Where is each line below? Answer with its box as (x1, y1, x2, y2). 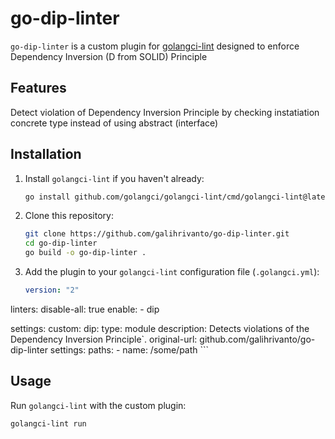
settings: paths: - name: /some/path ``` (49, 343, 210, 356)
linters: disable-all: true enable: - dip (10, 303, 160, 315)
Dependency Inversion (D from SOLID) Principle (10, 50, 208, 62)
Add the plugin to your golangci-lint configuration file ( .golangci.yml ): (24, 266, 320, 278)
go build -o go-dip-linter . (24, 248, 147, 258)
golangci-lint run (10, 418, 87, 429)
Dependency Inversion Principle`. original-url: (10, 333, 198, 345)
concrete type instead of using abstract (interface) (10, 117, 219, 129)
